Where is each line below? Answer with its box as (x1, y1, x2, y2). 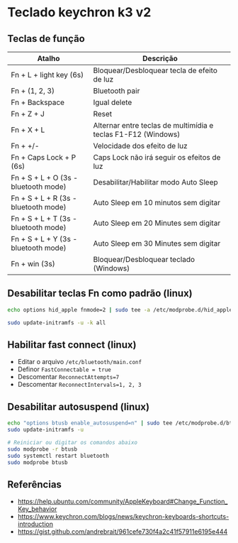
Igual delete (93, 97, 132, 107)
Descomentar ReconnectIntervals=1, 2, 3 (17, 380, 142, 389)
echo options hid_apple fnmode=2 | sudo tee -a (7, 306, 151, 313)
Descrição (142, 54, 178, 63)
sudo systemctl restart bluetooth (7, 452, 110, 459)
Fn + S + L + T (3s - (11, 214, 78, 224)
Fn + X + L (11, 125, 45, 135)
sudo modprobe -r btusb (7, 445, 78, 453)
